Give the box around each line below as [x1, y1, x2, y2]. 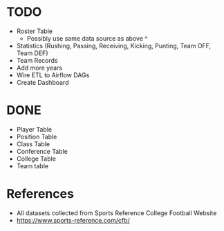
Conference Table [16, 147, 68, 155]
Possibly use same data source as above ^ [26, 34, 148, 42]
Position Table [16, 132, 57, 141]
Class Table [16, 139, 50, 148]
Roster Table [16, 27, 53, 35]
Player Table [16, 125, 53, 133]
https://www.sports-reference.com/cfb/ [16, 216, 131, 224]
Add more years [16, 63, 63, 72]
